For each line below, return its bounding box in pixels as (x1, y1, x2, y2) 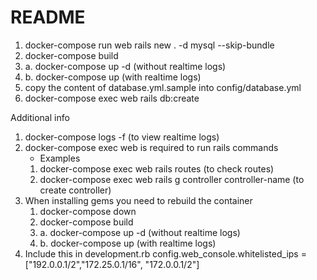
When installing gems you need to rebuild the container (24, 194, 253, 206)
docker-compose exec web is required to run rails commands (24, 141, 279, 153)
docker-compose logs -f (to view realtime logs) (24, 131, 220, 143)
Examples (39, 152, 81, 164)
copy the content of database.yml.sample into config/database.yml (24, 81, 302, 93)
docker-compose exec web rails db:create (24, 92, 200, 104)
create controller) (39, 184, 112, 196)
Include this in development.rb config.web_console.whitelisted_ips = (24, 247, 307, 260)
